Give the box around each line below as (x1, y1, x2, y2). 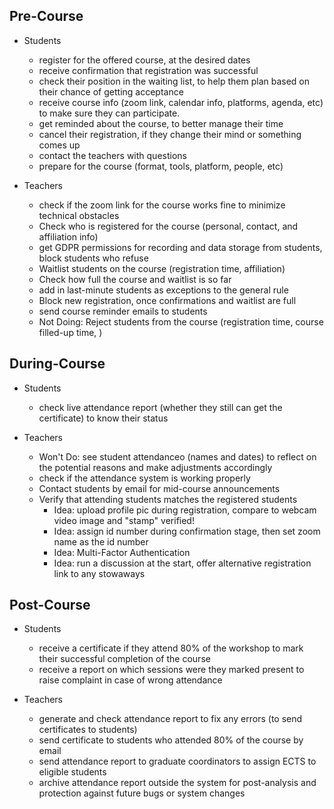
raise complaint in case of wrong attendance (38, 674, 223, 686)
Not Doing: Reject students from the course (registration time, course (38, 315, 324, 328)
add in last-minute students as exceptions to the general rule (38, 284, 289, 296)
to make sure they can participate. (38, 107, 181, 119)
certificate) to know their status (38, 412, 169, 424)
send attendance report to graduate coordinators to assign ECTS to (38, 755, 317, 768)
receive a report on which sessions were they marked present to (38, 664, 305, 676)
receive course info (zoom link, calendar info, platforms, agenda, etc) (38, 96, 324, 108)
